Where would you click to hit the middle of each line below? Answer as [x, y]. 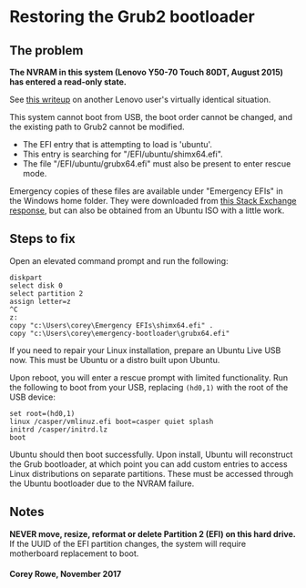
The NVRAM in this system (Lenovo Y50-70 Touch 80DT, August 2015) [147, 72]
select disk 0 [36, 285]
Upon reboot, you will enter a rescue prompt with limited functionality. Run [149, 377]
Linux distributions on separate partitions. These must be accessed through [152, 473]
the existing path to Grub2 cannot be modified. [97, 127]
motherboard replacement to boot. [74, 553]
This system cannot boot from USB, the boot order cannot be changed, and [151, 117]
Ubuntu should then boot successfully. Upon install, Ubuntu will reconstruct [151, 454]
